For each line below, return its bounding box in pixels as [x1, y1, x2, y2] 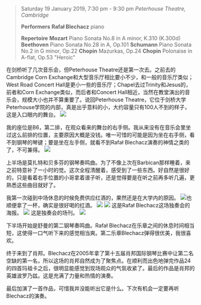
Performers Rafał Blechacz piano [20, 23, 105, 30]
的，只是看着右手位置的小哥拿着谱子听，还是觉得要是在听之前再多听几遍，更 [6, 174, 195, 181]
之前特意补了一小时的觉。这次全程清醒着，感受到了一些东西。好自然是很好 [6, 167, 190, 173]
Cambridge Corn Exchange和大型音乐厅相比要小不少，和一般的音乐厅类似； [6, 74, 194, 80]
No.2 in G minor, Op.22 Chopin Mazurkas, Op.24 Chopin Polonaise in [20, 47, 193, 55]
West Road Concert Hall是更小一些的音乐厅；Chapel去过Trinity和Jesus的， [6, 81, 191, 88]
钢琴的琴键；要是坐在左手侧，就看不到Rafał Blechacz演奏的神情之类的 [16, 139, 190, 146]
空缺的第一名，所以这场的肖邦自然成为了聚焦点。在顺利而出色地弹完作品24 [6, 257, 191, 264]
